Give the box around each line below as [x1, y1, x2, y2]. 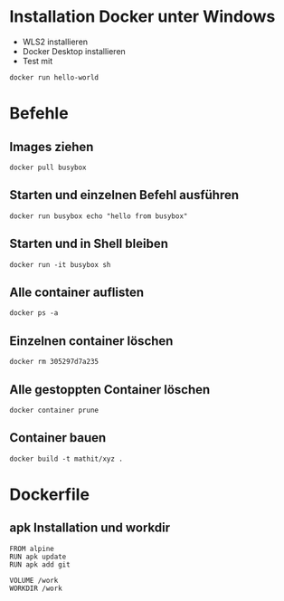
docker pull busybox [9, 163, 88, 172]
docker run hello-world [9, 72, 99, 82]
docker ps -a [9, 309, 59, 318]
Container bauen [9, 430, 107, 445]
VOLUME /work [9, 576, 59, 585]
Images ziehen [9, 138, 94, 155]
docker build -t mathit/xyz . [9, 454, 124, 463]
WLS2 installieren [22, 36, 89, 47]
